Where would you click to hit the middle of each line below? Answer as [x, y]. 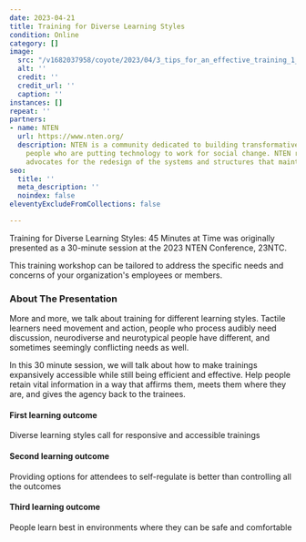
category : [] [34, 43]
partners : [28, 119]
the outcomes [36, 486]
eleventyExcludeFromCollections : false [85, 205]
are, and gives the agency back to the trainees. [98, 394]
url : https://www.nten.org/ [71, 137]
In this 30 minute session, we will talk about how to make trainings [133, 365]
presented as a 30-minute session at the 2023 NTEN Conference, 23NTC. [148, 248]
